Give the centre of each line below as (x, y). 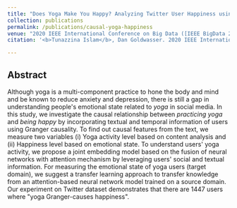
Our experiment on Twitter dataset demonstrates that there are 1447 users (115, 189)
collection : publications (45, 20)
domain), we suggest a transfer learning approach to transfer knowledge (113, 174)
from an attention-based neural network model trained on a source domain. (117, 181)
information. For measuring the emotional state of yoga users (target (107, 166)
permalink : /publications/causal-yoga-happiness (80, 27)
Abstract (27, 75)
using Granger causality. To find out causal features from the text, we (108, 129)
